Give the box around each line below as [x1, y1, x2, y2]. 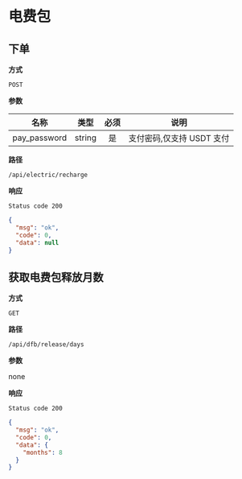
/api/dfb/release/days [8, 341, 84, 349]
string [75, 132, 97, 143]
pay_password [12, 132, 68, 143]
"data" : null [15, 238, 59, 246]
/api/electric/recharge [8, 171, 88, 179]
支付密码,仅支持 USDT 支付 [128, 133, 230, 143]
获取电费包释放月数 [8, 270, 104, 284]
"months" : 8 [23, 448, 63, 456]
